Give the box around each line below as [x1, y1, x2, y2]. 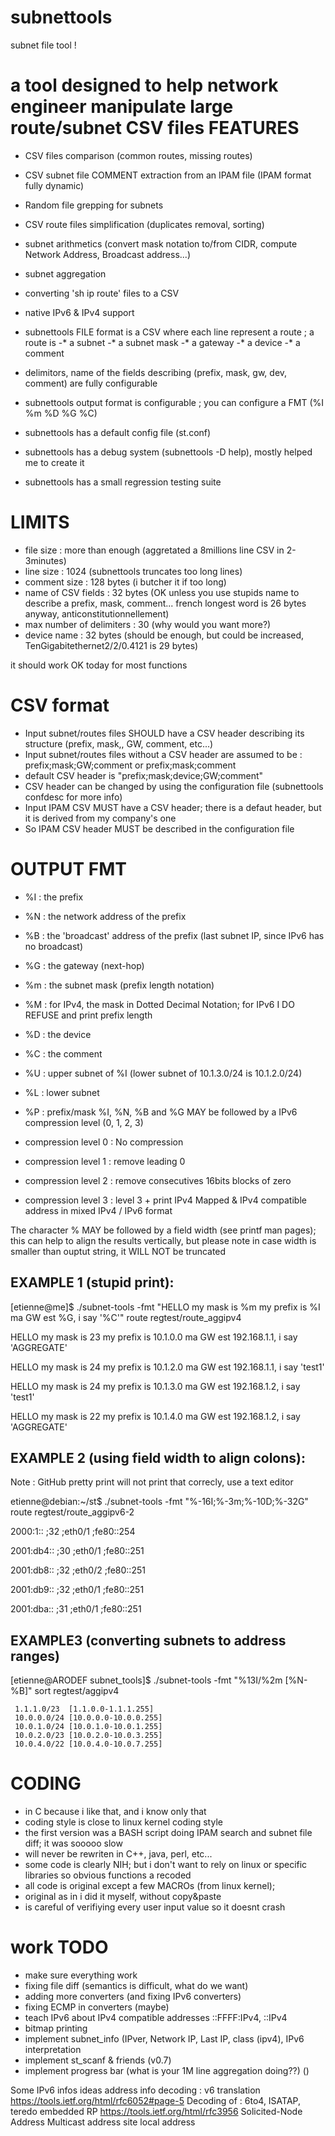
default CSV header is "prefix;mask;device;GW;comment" [24, 769, 264, 781]
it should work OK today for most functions [10, 659, 188, 671]
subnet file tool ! [10, 39, 77, 51]
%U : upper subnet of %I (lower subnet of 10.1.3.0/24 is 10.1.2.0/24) [24, 1067, 303, 1079]
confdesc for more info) [24, 791, 123, 803]
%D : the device [24, 1028, 92, 1040]
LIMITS [10, 511, 70, 534]
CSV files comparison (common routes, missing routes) [24, 149, 253, 161]
